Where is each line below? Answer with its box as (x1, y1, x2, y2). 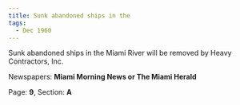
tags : (8, 19, 26, 27)
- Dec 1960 (15, 26, 52, 34)
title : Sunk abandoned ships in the (8, 11, 130, 20)
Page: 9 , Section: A (8, 87, 72, 97)
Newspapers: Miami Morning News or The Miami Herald (8, 72, 198, 82)
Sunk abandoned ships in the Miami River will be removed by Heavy (8, 49, 232, 58)
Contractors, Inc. (8, 56, 64, 66)
